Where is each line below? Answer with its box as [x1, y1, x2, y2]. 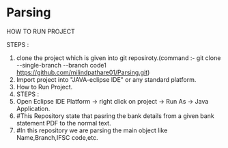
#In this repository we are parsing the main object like [16, 126, 168, 134]
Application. [16, 104, 51, 113]
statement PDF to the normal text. [16, 119, 111, 127]
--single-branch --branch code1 [16, 61, 106, 69]
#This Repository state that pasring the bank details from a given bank [16, 111, 214, 120]
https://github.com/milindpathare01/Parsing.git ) [16, 68, 150, 76]
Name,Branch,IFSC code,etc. [16, 133, 98, 141]
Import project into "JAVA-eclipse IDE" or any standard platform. [16, 75, 197, 83]
